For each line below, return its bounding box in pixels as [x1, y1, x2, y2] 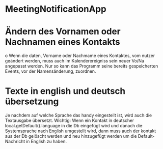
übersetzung [5, 96, 59, 107]
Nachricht [5, 139, 26, 145]
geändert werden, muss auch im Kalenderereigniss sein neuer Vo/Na [5, 58, 144, 64]
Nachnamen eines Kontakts [5, 36, 120, 48]
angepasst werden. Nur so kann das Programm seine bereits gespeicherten [5, 63, 158, 69]
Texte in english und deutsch [5, 86, 126, 97]
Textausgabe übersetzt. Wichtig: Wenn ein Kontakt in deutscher [5, 118, 134, 123]
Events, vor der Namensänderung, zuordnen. [5, 68, 96, 74]
